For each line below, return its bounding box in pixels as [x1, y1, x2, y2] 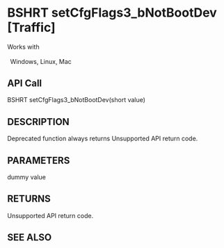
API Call [7, 77, 42, 89]
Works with [7, 42, 40, 51]
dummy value [7, 173, 47, 181]
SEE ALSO [7, 231, 52, 244]
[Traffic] [7, 19, 56, 35]
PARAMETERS [7, 154, 70, 166]
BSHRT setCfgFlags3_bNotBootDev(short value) [7, 96, 146, 104]
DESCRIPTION [7, 116, 70, 128]
